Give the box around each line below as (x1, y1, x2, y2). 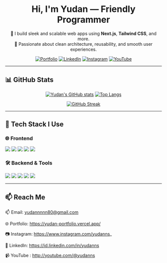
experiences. (70, 46, 97, 52)
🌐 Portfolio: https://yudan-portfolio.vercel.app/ (5, 220, 101, 227)
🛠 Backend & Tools (5, 160, 53, 167)
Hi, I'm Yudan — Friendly (31, 3, 136, 15)
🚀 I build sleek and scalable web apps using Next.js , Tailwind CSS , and (10, 30, 157, 36)
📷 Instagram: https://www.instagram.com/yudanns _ (5, 231, 112, 237)
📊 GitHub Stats (5, 76, 54, 84)
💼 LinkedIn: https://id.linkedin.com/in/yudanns (5, 242, 99, 248)
